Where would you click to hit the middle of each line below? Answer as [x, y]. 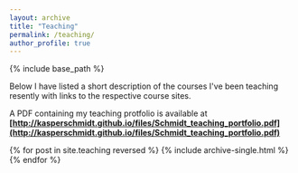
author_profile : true [50, 43]
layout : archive [40, 18]
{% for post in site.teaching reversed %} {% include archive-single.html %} [149, 150]
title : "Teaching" [44, 26]
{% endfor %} [35, 160]
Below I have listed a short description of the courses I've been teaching [144, 86]
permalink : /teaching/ [52, 34]
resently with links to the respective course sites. [100, 96]
